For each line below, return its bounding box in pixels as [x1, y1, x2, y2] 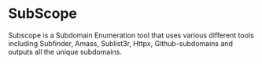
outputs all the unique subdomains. [8, 47, 122, 56]
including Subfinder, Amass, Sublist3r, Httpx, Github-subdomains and [8, 38, 234, 48]
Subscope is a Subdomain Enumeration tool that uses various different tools [8, 30, 254, 40]
